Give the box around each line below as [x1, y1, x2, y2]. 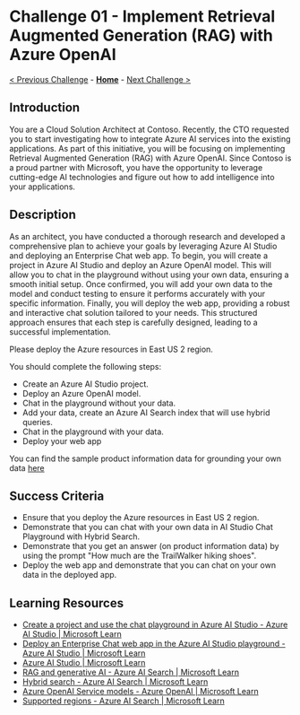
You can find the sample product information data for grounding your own [9, 453, 282, 464]
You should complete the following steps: [9, 361, 162, 371]
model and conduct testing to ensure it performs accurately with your [9, 288, 266, 299]
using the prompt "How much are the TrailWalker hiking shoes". [21, 550, 257, 562]
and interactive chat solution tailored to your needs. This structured [9, 307, 258, 318]
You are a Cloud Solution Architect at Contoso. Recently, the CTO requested [9, 124, 289, 135]
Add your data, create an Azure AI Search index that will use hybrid [21, 406, 270, 418]
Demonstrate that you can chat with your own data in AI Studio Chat [21, 522, 273, 533]
